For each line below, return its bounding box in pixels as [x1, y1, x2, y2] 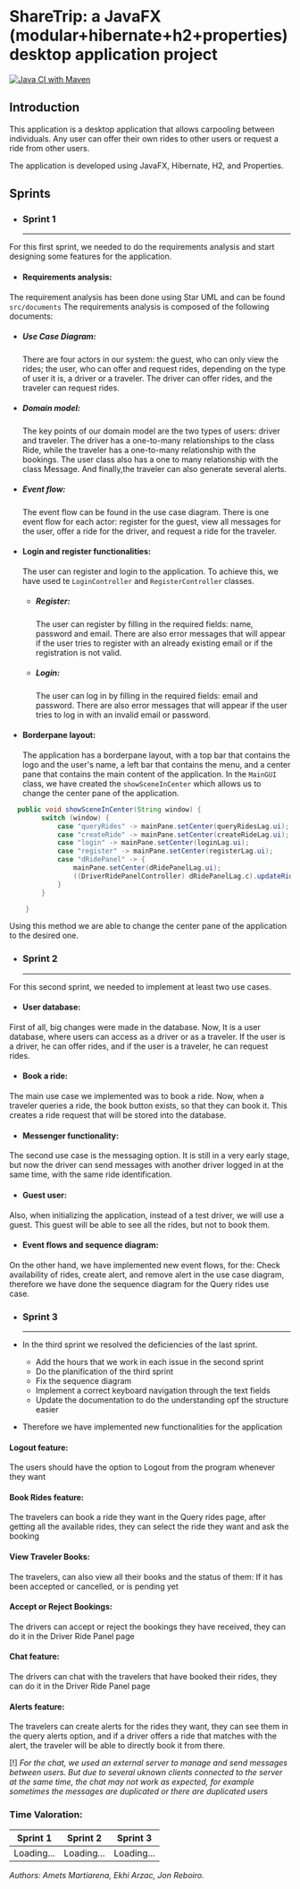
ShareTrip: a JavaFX [9, 6, 162, 27]
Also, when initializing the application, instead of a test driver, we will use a [9, 1209, 284, 1220]
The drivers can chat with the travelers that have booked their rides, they [9, 1671, 278, 1682]
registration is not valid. [35, 647, 122, 657]
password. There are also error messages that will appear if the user [35, 700, 287, 710]
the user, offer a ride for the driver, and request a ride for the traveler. [21, 526, 277, 537]
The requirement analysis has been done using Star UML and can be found [9, 291, 286, 302]
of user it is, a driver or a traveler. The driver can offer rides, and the [21, 373, 273, 383]
